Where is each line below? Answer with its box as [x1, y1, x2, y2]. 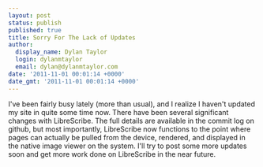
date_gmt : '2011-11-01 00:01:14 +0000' [8, 77, 140, 85]
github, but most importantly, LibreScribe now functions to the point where [8, 124, 251, 134]
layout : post [8, 11, 51, 20]
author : [8, 41, 34, 49]
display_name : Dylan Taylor [15, 48, 108, 56]
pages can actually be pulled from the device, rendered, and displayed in [8, 132, 246, 142]
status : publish [8, 19, 62, 27]
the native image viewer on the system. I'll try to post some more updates [8, 141, 247, 150]
